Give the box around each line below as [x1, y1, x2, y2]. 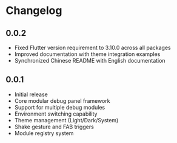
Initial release [14, 91, 48, 98]
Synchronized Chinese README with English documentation [14, 57, 165, 64]
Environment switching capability [14, 110, 98, 117]
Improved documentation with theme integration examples [14, 51, 161, 58]
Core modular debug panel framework [14, 97, 110, 104]
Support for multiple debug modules [14, 103, 105, 111]
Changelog [5, 4, 62, 18]
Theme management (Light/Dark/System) [14, 116, 119, 124]
